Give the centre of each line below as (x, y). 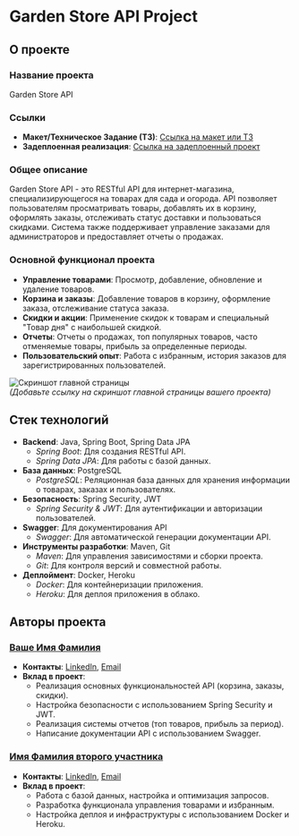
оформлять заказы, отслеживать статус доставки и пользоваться (135, 218)
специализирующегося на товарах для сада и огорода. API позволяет (143, 199)
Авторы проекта (58, 622)
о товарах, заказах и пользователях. (106, 489)
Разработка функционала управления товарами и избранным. (155, 805)
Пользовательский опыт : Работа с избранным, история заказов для (154, 355)
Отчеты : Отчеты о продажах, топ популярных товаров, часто (140, 337)
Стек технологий (59, 420)
